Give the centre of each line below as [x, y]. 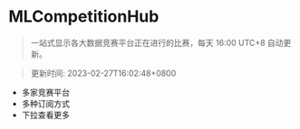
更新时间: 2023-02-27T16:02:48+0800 [103, 73]
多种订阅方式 [45, 103]
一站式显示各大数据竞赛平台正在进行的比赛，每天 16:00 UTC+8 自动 [157, 42]
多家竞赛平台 [45, 92]
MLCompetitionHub [84, 17]
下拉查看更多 [45, 115]
